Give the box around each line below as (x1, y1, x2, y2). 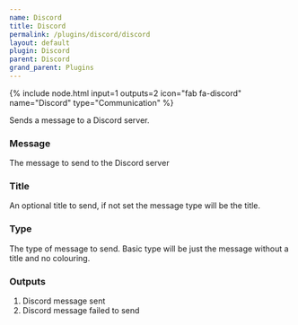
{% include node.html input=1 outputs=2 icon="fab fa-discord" (9, 87, 242, 99)
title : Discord (9, 22, 66, 31)
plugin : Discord (9, 47, 70, 56)
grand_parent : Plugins (9, 64, 94, 73)
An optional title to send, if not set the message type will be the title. (9, 200, 261, 211)
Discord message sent (22, 295, 106, 306)
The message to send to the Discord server (9, 158, 170, 169)
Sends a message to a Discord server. (9, 114, 150, 126)
